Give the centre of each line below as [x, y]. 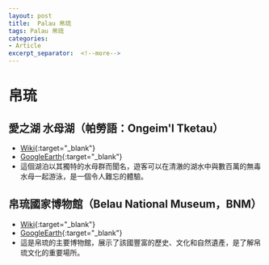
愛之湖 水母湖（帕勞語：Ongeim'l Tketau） [116, 128]
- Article [25, 46]
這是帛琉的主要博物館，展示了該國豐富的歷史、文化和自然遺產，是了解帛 [140, 242]
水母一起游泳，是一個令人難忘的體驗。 [84, 176]
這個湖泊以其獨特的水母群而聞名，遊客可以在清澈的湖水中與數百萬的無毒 [140, 166]
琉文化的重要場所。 [52, 252]
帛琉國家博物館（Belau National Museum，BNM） [135, 204]
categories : [28, 38]
